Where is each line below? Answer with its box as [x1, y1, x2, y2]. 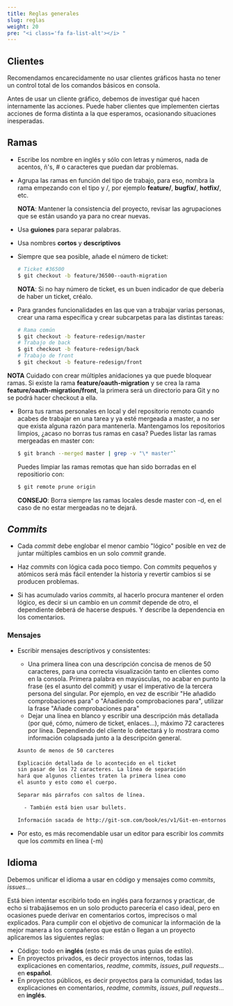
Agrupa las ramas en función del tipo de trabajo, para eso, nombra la [17, 176, 215, 184]
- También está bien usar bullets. [24, 804, 127, 811]
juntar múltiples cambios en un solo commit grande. [17, 549, 166, 558]
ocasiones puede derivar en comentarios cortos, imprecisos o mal [7, 911, 197, 919]
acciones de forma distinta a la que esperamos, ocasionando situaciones [7, 109, 217, 118]
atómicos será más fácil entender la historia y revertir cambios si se [17, 570, 211, 578]
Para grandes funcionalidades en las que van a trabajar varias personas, [17, 305, 225, 314]
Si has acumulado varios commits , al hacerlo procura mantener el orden [17, 591, 224, 599]
